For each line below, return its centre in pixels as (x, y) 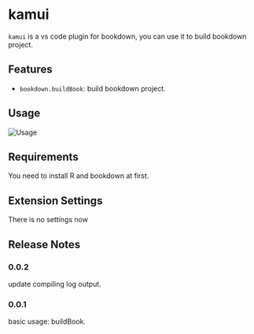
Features (30, 70)
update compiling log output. (55, 284)
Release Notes (44, 245)
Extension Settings (55, 200)
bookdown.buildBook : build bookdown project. (93, 88)
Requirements (43, 156)
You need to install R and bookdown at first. (79, 176)
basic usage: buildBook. (47, 321)
